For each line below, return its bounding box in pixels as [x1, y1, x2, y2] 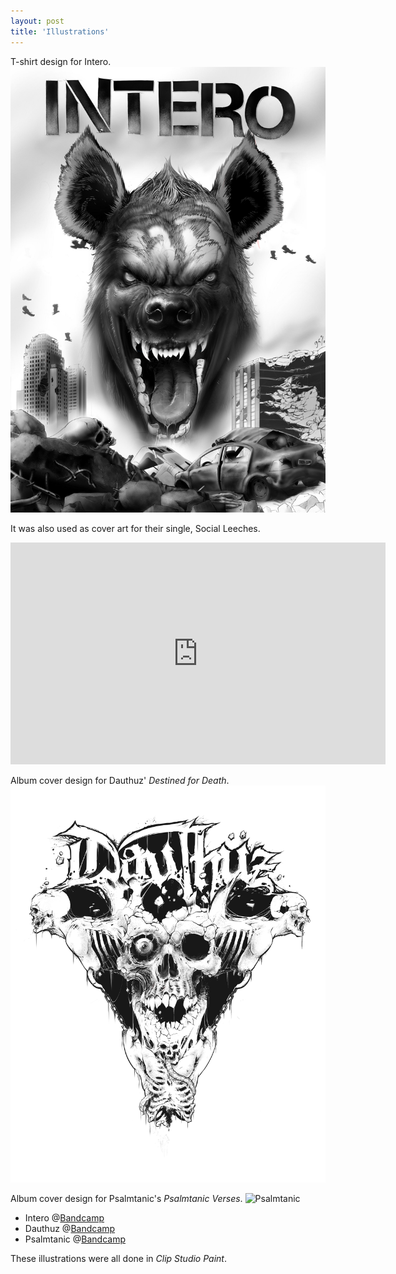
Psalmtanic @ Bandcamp [24, 1233, 126, 1245]
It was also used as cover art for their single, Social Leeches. [10, 523, 261, 535]
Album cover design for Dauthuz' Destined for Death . [10, 775, 230, 787]
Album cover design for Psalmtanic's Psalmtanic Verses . [10, 1193, 243, 1205]
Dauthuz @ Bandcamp [24, 1223, 116, 1235]
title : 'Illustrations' [10, 26, 110, 37]
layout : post [10, 16, 65, 26]
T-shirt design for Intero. [10, 55, 112, 67]
